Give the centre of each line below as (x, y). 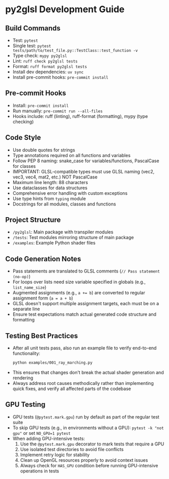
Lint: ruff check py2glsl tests (45, 61)
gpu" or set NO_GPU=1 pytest (42, 433)
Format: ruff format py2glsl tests (50, 66)
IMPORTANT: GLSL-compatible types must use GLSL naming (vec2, (83, 171)
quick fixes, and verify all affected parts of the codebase (72, 388)
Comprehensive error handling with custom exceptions (70, 193)
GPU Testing (25, 405)
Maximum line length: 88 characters (50, 182)
